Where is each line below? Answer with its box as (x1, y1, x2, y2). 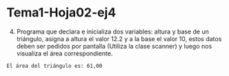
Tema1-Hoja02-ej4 (6, 5, 117, 21)
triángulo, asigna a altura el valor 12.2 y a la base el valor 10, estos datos (16, 34, 222, 42)
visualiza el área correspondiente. (16, 49, 113, 58)
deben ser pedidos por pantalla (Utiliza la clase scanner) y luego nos (16, 42, 212, 50)
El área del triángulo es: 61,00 (6, 62, 103, 69)
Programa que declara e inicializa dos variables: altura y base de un (16, 27, 210, 36)
